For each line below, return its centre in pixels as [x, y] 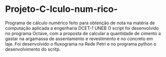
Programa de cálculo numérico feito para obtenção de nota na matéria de [80, 23]
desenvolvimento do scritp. [33, 49]
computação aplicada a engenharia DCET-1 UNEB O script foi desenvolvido [82, 28]
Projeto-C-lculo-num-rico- [61, 9]
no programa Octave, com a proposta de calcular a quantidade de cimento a [83, 33]
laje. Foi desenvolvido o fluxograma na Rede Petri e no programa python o [81, 44]
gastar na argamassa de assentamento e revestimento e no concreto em [79, 39]
